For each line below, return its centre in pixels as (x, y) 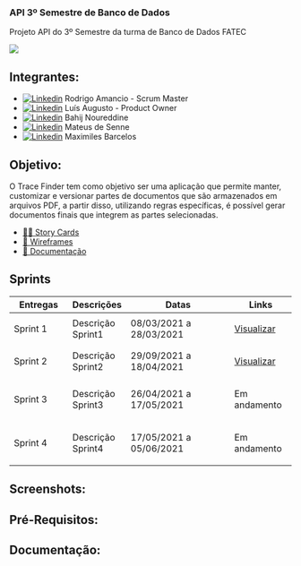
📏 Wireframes (47, 241)
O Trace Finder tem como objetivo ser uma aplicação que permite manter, (146, 186)
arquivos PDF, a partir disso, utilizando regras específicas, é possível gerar (147, 205)
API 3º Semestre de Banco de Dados (90, 13)
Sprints (30, 279)
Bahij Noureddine (97, 117)
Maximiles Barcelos (101, 137)
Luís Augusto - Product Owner (121, 108)
